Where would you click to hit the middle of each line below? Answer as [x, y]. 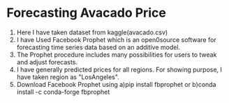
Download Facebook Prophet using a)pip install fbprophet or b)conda [116, 84]
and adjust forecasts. [47, 62]
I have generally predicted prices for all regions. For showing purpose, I [119, 69]
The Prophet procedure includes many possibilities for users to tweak [117, 55]
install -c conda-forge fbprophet [63, 92]
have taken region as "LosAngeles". [68, 77]
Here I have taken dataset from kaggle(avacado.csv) [92, 32]
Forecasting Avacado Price [87, 13]
